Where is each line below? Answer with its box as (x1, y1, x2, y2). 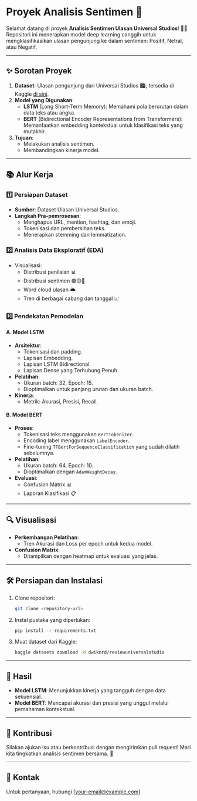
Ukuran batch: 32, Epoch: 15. (23, 379, 94, 386)
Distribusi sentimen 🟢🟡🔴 (23, 277, 86, 284)
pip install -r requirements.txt (14, 628, 97, 634)
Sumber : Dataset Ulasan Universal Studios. (14, 206, 120, 213)
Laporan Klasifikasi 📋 (23, 490, 76, 497)
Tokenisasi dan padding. (23, 348, 83, 355)
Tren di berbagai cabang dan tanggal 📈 (23, 295, 120, 302)
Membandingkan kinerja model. (23, 146, 100, 153)
